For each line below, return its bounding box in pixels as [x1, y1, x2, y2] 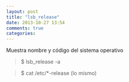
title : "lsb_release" [6, 14, 60, 20]
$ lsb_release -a [20, 58, 61, 65]
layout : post [6, 8, 39, 15]
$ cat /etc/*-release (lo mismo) [20, 70, 97, 77]
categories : [6, 31, 36, 37]
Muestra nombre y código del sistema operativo [6, 47, 124, 54]
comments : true [6, 25, 44, 31]
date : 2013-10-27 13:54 [6, 19, 65, 25]
